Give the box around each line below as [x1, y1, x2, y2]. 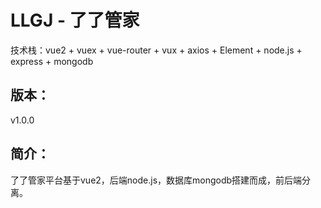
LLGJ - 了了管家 [10, 9, 140, 32]
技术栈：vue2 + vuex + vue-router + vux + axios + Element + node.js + [10, 44, 303, 56]
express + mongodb [10, 55, 94, 67]
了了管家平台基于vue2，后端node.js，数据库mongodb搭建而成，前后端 [10, 174, 303, 186]
